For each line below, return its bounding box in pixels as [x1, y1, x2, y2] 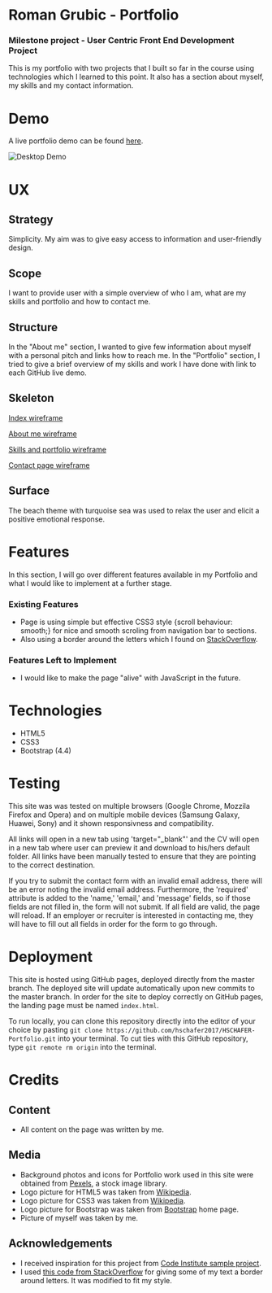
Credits [8, 1071, 59, 1090]
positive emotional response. [8, 514, 106, 524]
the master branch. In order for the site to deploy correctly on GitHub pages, [8, 992, 264, 1002]
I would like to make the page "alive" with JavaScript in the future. [19, 673, 241, 683]
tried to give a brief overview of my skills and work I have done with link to [8, 360, 257, 369]
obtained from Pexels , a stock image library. [19, 1178, 168, 1188]
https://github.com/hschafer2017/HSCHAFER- [106, 1027, 256, 1035]
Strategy [8, 213, 54, 226]
